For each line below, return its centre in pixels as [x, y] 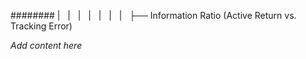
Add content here [46, 45]
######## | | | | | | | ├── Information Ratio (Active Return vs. [153, 15]
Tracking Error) [41, 26]
